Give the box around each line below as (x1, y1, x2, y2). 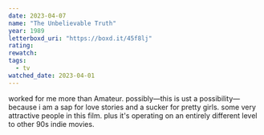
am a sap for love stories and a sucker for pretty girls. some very (42, 102, 257, 112)
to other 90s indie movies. (8, 119, 95, 129)
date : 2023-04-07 (8, 11, 67, 20)
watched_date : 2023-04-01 (8, 72, 95, 80)
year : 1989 (8, 27, 45, 35)
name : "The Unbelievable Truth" (8, 19, 116, 27)
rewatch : (8, 49, 38, 57)
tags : (8, 57, 26, 65)
